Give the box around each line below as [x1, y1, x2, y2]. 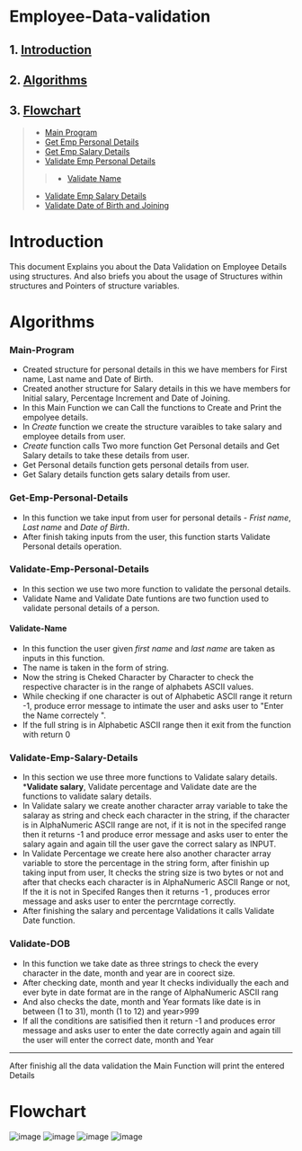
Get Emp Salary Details [44, 146, 130, 156]
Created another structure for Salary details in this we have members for [22, 384, 291, 394]
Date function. [22, 915, 75, 926]
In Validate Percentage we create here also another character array [22, 848, 271, 859]
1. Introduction [9, 42, 92, 58]
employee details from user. [22, 431, 126, 442]
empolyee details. [22, 412, 88, 423]
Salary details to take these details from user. [22, 450, 191, 461]
